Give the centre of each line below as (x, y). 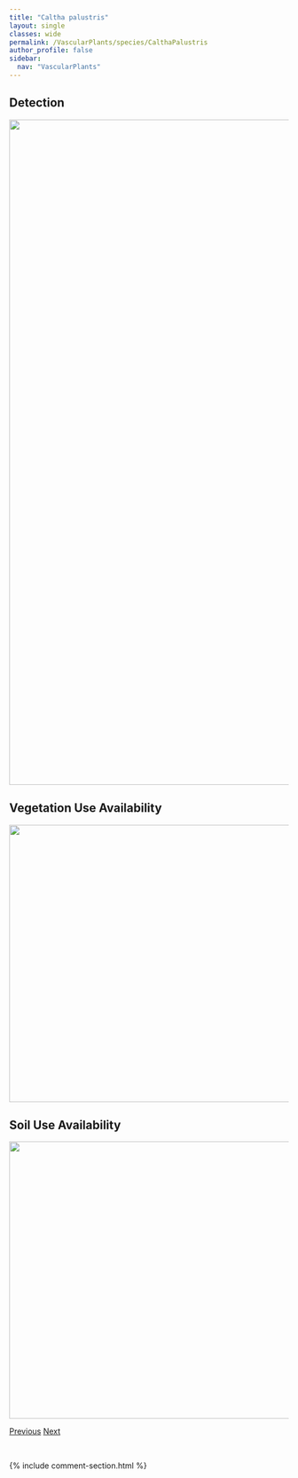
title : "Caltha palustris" (59, 17)
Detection (37, 103)
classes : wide (35, 34)
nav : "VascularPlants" (59, 67)
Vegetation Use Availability (86, 808)
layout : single (37, 26)
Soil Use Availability (65, 1124)
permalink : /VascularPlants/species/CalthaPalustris (109, 42)
